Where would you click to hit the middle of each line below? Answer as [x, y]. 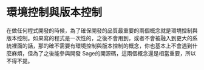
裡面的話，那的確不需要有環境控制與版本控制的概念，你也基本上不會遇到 [102, 46]
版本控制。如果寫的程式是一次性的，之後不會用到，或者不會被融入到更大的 [99, 38]
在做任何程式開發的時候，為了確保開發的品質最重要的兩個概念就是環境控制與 [102, 30]
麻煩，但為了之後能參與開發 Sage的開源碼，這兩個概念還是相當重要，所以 [104, 53]
